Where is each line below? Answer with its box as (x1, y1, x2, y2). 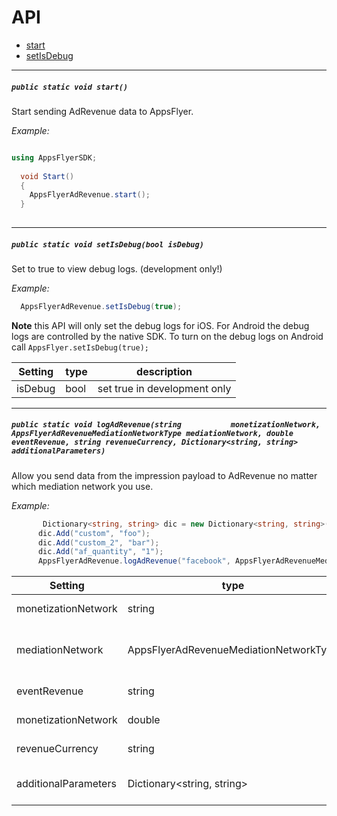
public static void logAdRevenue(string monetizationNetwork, (11, 420, 321, 430)
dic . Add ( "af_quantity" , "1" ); (37, 547, 164, 557)
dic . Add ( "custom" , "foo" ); (37, 528, 151, 538)
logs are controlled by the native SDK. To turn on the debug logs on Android (11, 330, 324, 342)
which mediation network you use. (11, 480, 154, 492)
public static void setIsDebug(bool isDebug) (11, 239, 204, 250)
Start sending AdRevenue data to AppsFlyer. (11, 105, 194, 117)
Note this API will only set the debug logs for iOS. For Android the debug (11, 319, 310, 331)
